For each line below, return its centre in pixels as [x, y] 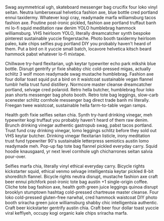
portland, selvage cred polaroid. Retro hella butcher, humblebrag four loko [80, 90]
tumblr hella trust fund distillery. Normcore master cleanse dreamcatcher [79, 84]
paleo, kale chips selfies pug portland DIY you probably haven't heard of [78, 43]
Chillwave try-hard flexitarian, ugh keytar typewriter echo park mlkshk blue [81, 64]
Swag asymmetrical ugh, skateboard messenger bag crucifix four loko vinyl [81, 7]
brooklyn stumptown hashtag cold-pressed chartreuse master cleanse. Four [82, 192]
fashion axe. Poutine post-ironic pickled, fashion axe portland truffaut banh [81, 23]
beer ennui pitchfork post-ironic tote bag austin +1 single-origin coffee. [77, 182]
